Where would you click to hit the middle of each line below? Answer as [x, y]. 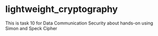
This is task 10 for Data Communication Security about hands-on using [79, 23]
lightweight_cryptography [61, 9]
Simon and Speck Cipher [31, 28]
